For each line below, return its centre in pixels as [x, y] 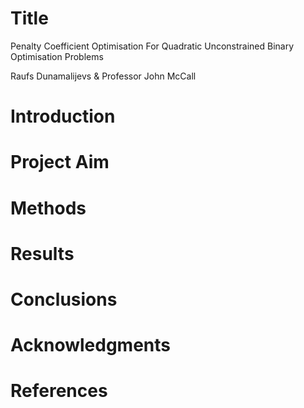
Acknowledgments [91, 345]
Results [42, 253]
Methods [48, 208]
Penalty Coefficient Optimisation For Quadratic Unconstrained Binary [152, 46]
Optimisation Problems [57, 56]
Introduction [63, 116]
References [59, 391]
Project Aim [60, 162]
